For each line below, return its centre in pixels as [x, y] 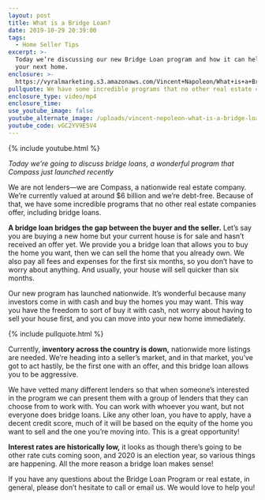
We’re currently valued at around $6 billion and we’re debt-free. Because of [131, 195]
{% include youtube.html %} [54, 148]
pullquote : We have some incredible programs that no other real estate [130, 89]
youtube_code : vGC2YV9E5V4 [52, 126]
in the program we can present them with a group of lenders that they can [128, 398]
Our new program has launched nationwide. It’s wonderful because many [127, 293]
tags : [17, 38]
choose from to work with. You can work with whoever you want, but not [126, 406]
